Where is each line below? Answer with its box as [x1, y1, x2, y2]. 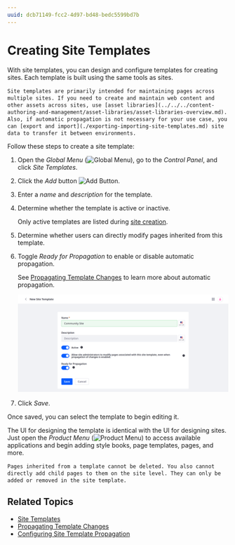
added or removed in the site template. [7, 477, 128, 484]
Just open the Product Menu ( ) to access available [7, 433, 201, 442]
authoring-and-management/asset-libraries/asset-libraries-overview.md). [7, 109, 228, 116]
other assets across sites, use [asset [7, 102, 124, 109]
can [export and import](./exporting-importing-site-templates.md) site [7, 123, 224, 130]
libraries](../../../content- [126, 102, 215, 109]
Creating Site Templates [7, 42, 151, 58]
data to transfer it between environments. [7, 130, 137, 137]
